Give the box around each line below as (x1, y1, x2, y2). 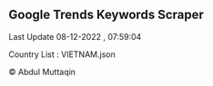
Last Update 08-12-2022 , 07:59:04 (8, 31, 142, 42)
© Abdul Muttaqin (8, 66, 76, 77)
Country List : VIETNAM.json (8, 49, 116, 60)
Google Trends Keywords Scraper (8, 7, 204, 23)
